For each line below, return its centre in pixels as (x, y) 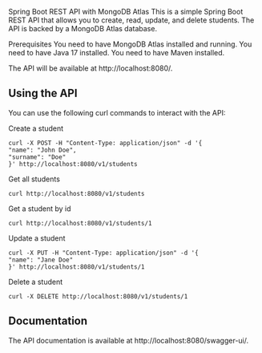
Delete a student (35, 282)
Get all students (34, 179)
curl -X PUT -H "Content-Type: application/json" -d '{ (103, 253)
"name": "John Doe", (43, 150)
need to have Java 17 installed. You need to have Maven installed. (117, 53)
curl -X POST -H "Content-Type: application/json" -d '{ (105, 143)
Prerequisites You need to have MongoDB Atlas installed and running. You (130, 44)
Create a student (36, 128)
